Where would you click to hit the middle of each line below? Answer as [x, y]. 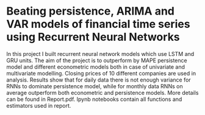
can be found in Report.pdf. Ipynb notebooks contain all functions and [94, 99]
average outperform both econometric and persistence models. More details [103, 92]
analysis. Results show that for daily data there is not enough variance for [99, 80]
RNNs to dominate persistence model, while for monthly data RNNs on [95, 86]
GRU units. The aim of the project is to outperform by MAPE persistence [97, 60]
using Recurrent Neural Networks [93, 37]
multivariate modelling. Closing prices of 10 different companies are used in [101, 73]
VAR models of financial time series [98, 24]
